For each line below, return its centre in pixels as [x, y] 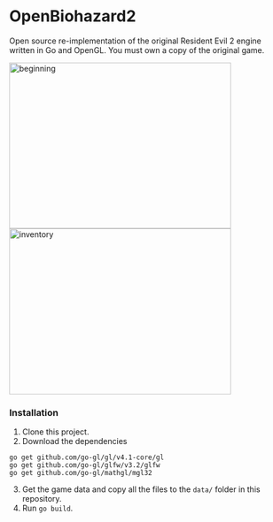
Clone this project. [55, 432]
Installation [34, 412]
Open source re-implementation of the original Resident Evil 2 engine [135, 41]
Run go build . [47, 508]
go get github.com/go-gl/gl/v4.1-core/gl [87, 457]
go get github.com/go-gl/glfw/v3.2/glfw [85, 465]
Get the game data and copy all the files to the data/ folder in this [141, 489]
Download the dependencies [74, 441]
